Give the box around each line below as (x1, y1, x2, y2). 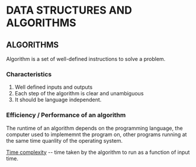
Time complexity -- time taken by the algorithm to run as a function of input (6, 149, 190, 156)
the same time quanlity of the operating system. (6, 137, 123, 144)
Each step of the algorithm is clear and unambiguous (14, 90, 144, 97)
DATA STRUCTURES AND (6, 4, 132, 17)
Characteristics (6, 70, 52, 78)
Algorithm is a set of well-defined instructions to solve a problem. (6, 56, 166, 62)
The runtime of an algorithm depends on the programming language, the (6, 124, 183, 131)
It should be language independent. (14, 96, 102, 104)
